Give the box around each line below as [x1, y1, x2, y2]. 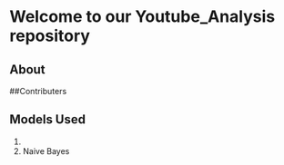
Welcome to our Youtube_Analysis [9, 6, 276, 27]
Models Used [9, 112, 86, 128]
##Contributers [9, 86, 67, 96]
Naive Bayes [22, 145, 70, 156]
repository [9, 25, 91, 46]
